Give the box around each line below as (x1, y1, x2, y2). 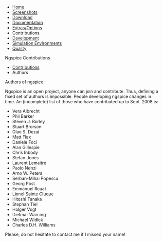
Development (12, 35, 39, 41)
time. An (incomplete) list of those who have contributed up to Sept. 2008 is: (5, 99, 159, 104)
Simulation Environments (12, 40, 62, 46)
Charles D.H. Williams (12, 222, 56, 228)
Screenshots (12, 9, 38, 15)
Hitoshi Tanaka (12, 196, 42, 202)
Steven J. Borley (12, 119, 45, 124)
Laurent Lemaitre (12, 160, 47, 166)
